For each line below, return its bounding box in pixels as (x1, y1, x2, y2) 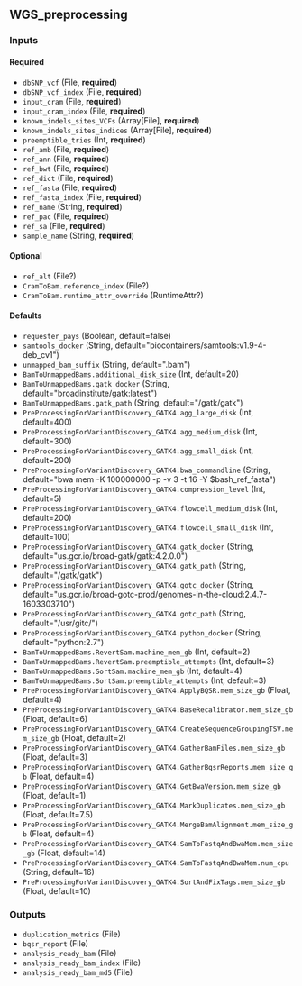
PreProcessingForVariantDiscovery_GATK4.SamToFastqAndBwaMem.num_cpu (22, 858, 290, 868)
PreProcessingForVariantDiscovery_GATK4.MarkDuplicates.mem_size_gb (22, 801, 286, 810)
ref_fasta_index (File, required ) (22, 191, 142, 202)
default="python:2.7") (22, 636, 105, 647)
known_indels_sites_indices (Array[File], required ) (22, 124, 212, 135)
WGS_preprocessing (9, 7, 128, 23)
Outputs (9, 908, 47, 920)
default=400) (22, 416, 72, 427)
